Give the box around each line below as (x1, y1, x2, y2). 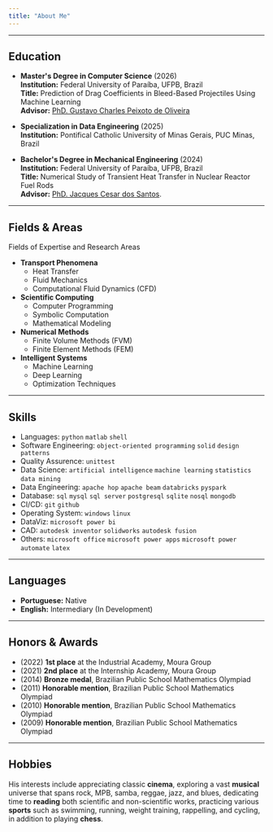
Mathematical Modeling (32, 318, 111, 328)
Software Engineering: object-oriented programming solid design (19, 440, 240, 450)
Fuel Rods (19, 181, 54, 190)
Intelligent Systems (19, 353, 88, 363)
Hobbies (8, 758, 53, 772)
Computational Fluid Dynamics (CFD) (32, 284, 157, 294)
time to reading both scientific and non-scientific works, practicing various (8, 796, 259, 806)
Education (8, 50, 62, 63)
